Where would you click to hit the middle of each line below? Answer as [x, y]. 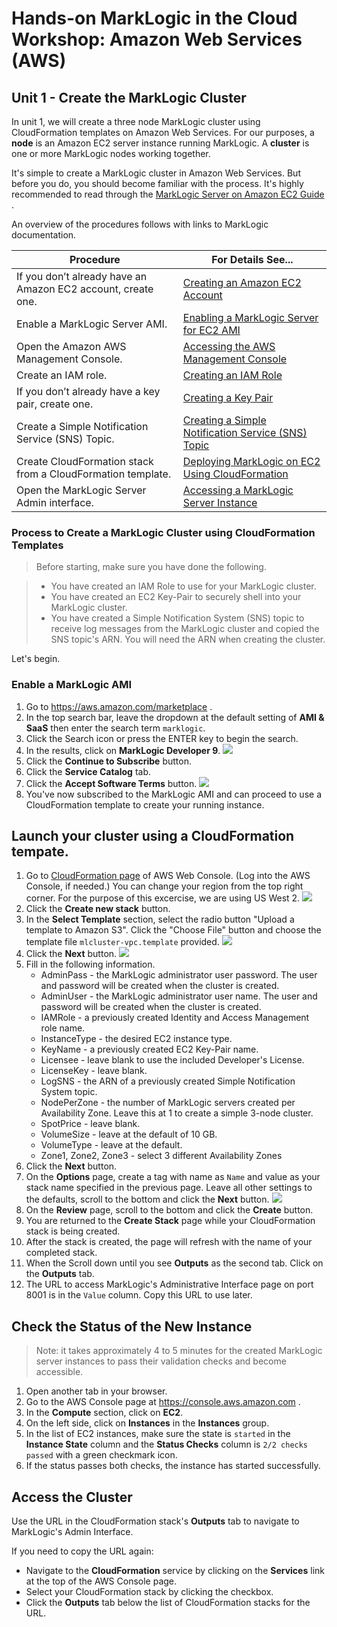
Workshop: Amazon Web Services [157, 39]
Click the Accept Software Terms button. [111, 783]
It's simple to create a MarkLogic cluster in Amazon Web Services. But [156, 173]
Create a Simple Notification [82, 426]
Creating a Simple [224, 420]
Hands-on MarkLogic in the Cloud [154, 18]
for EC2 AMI [211, 330]
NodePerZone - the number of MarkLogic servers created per [168, 1103]
